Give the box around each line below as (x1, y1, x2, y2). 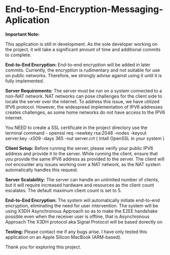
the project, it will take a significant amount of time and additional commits (5, 46, 161, 52)
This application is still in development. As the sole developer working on (5, 41, 158, 47)
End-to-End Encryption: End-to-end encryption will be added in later (5, 61, 151, 68)
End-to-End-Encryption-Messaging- (5, 4, 163, 15)
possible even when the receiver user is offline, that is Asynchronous (5, 213, 150, 219)
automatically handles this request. (5, 167, 79, 173)
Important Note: (5, 31, 40, 37)
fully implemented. (5, 78, 44, 84)
